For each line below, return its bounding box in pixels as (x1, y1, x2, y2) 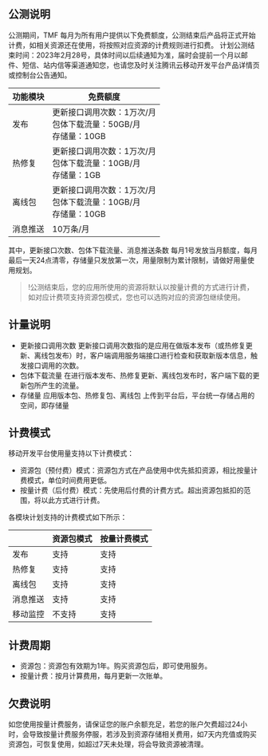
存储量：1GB (52, 169, 101, 180)
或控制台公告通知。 (8, 70, 72, 80)
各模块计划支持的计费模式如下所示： (8, 513, 128, 522)
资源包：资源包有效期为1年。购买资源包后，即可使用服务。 (19, 661, 212, 671)
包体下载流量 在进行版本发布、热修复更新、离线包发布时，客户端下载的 (19, 370, 253, 380)
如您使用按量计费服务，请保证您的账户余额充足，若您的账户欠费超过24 (8, 719, 241, 729)
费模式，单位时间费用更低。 (19, 476, 112, 485)
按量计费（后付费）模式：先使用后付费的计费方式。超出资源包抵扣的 (19, 485, 244, 495)
